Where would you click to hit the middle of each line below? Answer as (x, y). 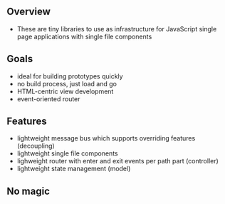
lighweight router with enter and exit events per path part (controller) (117, 161)
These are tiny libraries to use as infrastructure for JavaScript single (117, 29)
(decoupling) (36, 146)
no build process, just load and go (67, 83)
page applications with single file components (84, 36)
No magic (28, 191)
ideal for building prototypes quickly (70, 76)
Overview (29, 12)
